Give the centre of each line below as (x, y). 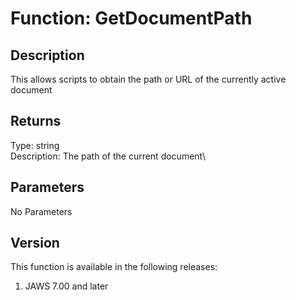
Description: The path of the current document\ (108, 156)
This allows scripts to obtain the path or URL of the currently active (148, 79)
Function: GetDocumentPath (131, 18)
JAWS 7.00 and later (66, 286)
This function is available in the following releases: (114, 267)
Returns (36, 121)
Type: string (35, 145)
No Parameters (41, 211)
